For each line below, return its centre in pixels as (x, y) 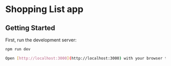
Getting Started (30, 28)
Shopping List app (45, 9)
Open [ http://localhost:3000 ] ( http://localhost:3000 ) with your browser (84, 58)
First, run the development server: (41, 40)
